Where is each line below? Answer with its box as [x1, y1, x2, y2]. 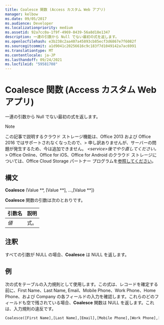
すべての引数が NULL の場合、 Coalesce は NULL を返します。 [5, 252, 129, 257]
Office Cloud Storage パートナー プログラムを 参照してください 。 [26, 158, 156, 164]
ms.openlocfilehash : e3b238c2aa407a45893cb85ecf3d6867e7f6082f [5, 39, 137, 44]
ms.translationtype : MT [5, 48, 54, 53]
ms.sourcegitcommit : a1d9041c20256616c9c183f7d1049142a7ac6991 [5, 44, 137, 48]
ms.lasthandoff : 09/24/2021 [5, 57, 62, 62]
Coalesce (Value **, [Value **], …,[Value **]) [5, 187, 95, 193]
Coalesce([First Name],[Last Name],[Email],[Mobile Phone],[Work [5, 315, 141, 321]
